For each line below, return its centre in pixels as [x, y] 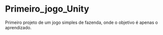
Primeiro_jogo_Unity [47, 9]
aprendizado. [18, 27]
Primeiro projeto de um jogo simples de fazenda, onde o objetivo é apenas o [81, 22]
